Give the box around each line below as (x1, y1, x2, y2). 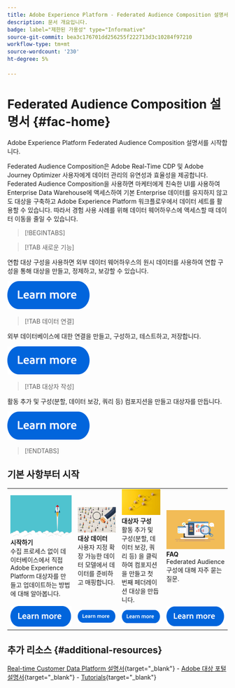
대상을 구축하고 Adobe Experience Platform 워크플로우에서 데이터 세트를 (14, 197, 215, 205)
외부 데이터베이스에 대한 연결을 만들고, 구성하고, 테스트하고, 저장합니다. (7, 331, 201, 340)
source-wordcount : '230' (7, 48, 80, 55)
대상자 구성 (121, 517, 152, 525)
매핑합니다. (85, 578, 115, 586)
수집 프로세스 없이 (10, 546, 59, 555)
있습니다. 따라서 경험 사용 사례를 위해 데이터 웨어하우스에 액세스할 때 (27, 205, 215, 214)
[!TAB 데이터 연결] (24, 317, 75, 325)
